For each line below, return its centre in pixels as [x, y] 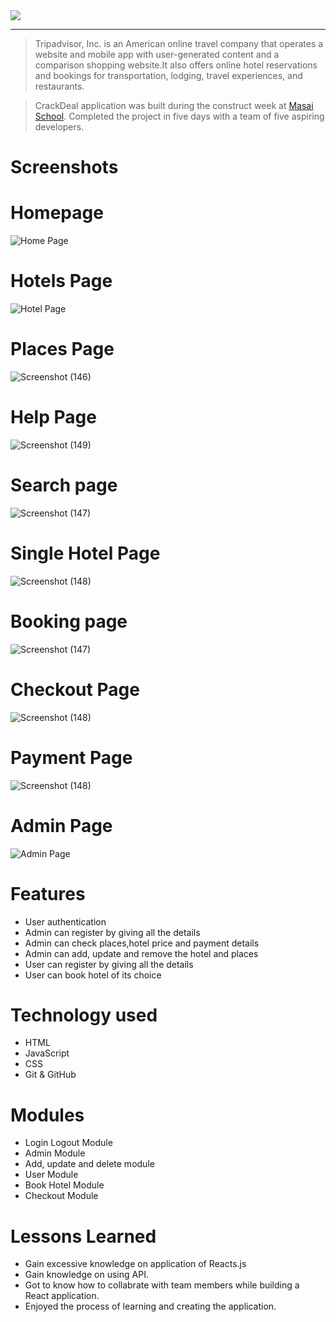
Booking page [69, 621]
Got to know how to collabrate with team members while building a [162, 1285]
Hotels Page [61, 281]
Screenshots [64, 167]
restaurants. [59, 86]
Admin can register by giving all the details [112, 932]
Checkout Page [75, 689]
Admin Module [55, 1153]
